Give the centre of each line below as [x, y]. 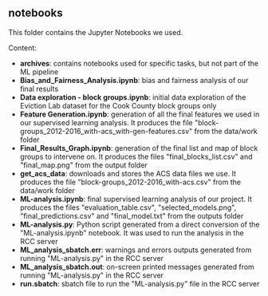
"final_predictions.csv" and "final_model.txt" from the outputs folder [132, 215]
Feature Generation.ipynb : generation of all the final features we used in [140, 114]
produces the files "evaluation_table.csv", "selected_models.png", [128, 207]
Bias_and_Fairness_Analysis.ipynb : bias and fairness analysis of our [134, 80]
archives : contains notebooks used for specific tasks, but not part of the [139, 63]
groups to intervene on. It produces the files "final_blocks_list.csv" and [136, 156]
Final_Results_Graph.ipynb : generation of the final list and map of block [139, 148]
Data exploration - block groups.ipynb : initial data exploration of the [133, 97]
